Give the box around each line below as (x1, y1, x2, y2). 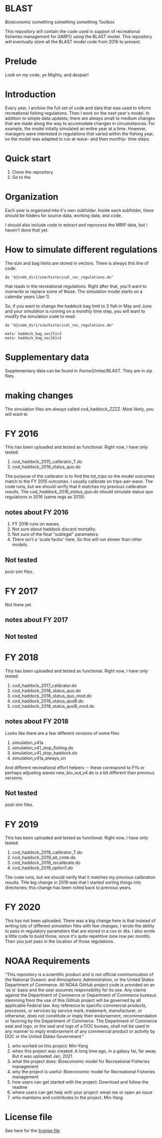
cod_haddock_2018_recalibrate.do (12, 860, 81, 866)
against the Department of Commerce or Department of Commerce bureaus (5, 992, 157, 998)
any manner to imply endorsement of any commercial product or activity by (5, 1029, 156, 1034)
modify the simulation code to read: (5, 313, 76, 319)
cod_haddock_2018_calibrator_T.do (12, 849, 83, 856)
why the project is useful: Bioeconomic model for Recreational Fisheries (12, 1069, 156, 1075)
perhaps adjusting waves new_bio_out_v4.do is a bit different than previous (5, 770, 155, 775)
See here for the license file (5, 1128, 60, 1134)
